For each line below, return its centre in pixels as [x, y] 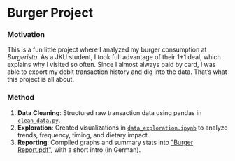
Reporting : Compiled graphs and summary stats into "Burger [105, 142]
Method [21, 98]
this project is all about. [41, 79]
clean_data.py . [39, 120]
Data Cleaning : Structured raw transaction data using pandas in [109, 112]
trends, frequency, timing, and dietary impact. [83, 135]
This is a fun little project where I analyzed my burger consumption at [107, 49]
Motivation [26, 35]
